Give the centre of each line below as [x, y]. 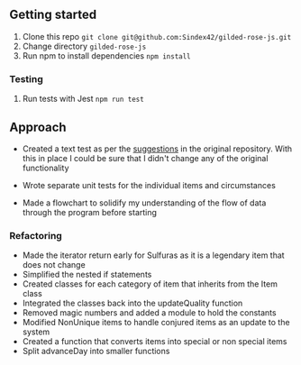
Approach [38, 127]
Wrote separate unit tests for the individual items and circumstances [149, 185]
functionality [46, 168]
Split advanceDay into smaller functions [96, 351]
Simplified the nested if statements [87, 275]
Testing [26, 78]
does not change [54, 265]
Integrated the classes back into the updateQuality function [132, 303]
